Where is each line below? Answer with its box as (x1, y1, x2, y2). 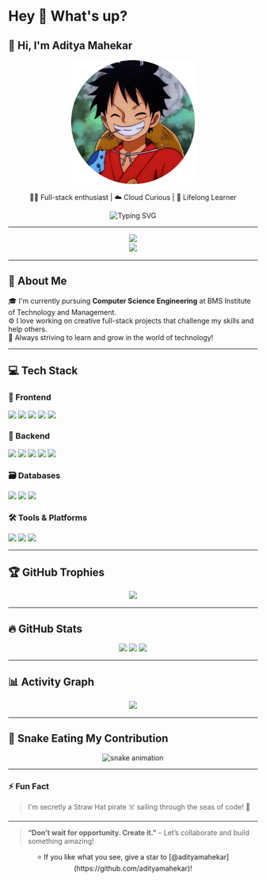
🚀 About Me (8, 274, 67, 288)
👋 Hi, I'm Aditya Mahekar (8, 39, 133, 52)
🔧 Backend (8, 431, 50, 442)
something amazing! (27, 836, 95, 845)
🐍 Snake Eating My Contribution (8, 732, 169, 745)
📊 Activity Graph (8, 676, 95, 689)
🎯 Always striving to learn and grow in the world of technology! (8, 332, 214, 342)
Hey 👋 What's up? (8, 7, 128, 25)
